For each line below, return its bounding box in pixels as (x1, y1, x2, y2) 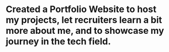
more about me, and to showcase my (6, 25, 164, 36)
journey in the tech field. (6, 36, 111, 47)
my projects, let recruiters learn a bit (6, 14, 162, 26)
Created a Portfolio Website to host (6, 4, 157, 15)
